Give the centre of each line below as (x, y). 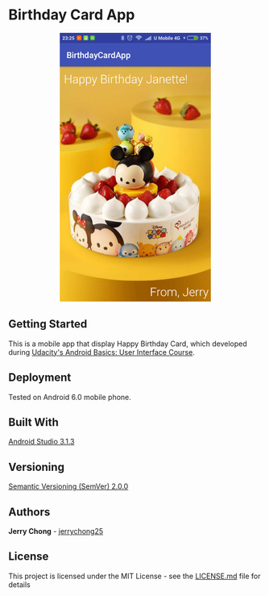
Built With (33, 422)
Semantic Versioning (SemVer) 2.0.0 (68, 486)
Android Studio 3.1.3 (41, 442)
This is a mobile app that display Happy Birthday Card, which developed (128, 344)
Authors (29, 512)
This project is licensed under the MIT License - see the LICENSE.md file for (134, 576)
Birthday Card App (72, 15)
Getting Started (48, 324)
